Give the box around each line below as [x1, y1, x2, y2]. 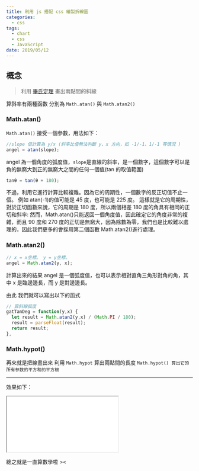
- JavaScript [11, 42, 44, 48]
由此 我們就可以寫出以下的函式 [6, 291, 81, 299]
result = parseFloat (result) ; [11, 320, 86, 326]
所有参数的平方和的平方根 [6, 367, 59, 373]
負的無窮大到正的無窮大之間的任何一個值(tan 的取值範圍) [6, 165, 144, 172]
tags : [6, 25, 20, 31]
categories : [6, 14, 36, 20]
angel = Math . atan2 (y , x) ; [6, 260, 73, 266]
